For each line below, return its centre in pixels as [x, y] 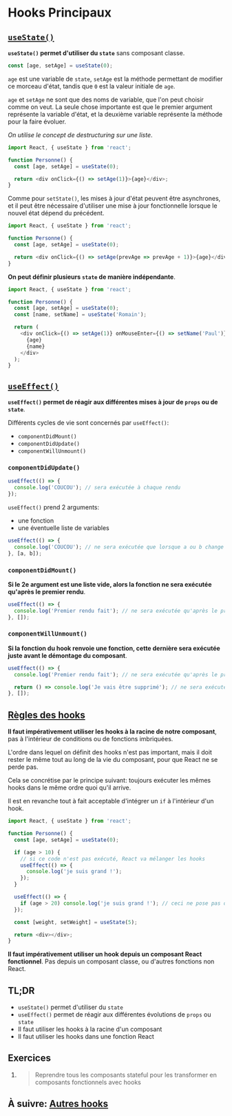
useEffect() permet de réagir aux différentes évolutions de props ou [114, 1015]
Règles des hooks [46, 715]
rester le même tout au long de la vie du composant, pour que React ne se [113, 760]
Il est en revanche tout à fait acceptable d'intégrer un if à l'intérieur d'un [111, 801]
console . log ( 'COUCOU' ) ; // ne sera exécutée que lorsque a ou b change [119, 547]
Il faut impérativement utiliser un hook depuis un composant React [105, 955]
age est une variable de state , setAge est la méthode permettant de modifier [115, 79]
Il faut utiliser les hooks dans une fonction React [86, 1037]
